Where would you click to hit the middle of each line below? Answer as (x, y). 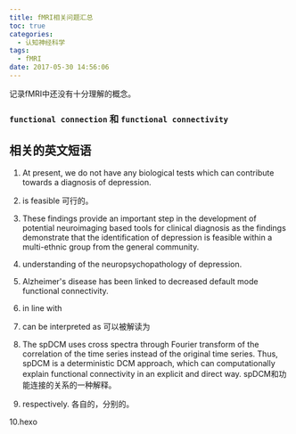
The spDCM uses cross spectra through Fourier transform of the (140, 344)
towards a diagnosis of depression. (86, 182)
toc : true (28, 26)
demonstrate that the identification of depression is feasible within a (147, 237)
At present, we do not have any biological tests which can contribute (148, 172)
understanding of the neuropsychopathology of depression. (132, 264)
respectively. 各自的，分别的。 (78, 404)
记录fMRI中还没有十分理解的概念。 (73, 94)
